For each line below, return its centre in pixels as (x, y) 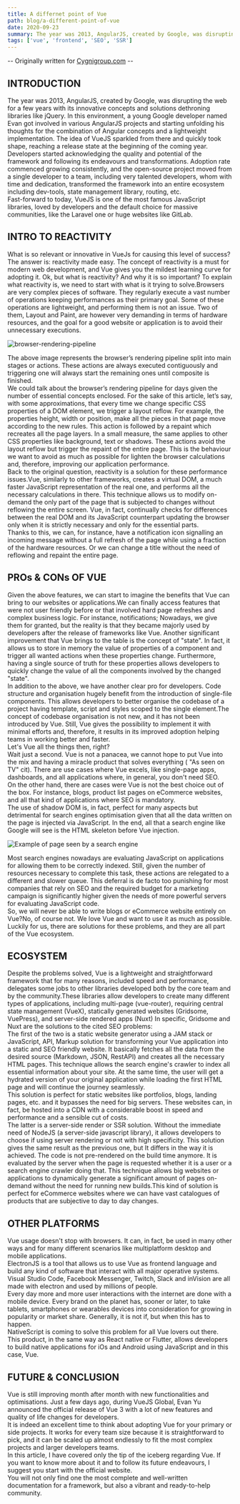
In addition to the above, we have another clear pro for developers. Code (114, 686)
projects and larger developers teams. (63, 1447)
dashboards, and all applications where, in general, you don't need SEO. (114, 777)
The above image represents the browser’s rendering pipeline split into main (119, 357)
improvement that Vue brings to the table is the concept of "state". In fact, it (119, 640)
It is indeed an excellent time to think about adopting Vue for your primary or (120, 1425)
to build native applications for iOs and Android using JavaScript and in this (118, 1347)
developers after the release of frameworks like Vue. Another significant (114, 632)
